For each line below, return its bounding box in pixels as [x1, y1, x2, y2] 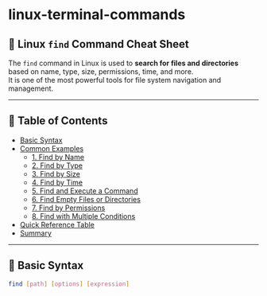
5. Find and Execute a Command [31, 185, 138, 196]
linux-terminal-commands [8, 6, 186, 24]
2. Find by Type [31, 161, 83, 170]
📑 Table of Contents [8, 114, 108, 128]
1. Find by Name [31, 152, 85, 162]
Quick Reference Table [19, 220, 95, 229]
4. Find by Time [31, 177, 83, 187]
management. [8, 84, 54, 93]
